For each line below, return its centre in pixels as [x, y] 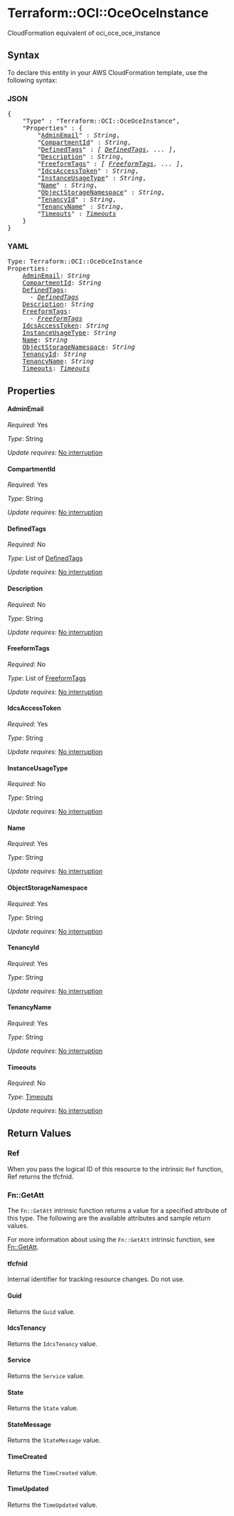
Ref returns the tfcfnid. [41, 1176]
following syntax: [32, 80]
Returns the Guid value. [41, 1311]
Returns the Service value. [46, 1375]
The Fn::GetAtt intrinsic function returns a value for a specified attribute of [117, 1211]
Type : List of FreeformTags [47, 678]
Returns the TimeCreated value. [53, 1472]
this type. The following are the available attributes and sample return [109, 1219]
